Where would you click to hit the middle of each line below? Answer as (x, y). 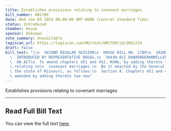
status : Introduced (26, 24)
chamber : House (21, 29)
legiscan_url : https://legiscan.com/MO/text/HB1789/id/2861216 (74, 43)
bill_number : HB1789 (27, 15)
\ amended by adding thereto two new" (51, 76)
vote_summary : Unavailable (34, 39)
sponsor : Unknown (24, 34)
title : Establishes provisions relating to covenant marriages (74, 10)
